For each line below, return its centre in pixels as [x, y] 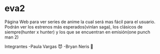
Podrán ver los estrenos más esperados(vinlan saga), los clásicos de [74, 27]
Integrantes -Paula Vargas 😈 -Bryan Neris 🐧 [49, 46]
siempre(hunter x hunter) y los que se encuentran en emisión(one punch [78, 32]
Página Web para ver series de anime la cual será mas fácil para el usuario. [80, 22]
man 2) [12, 37]
